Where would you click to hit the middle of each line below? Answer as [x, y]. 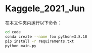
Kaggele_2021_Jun [45, 9]
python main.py [21, 46]
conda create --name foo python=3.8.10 [46, 37]
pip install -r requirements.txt [40, 41]
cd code [13, 32]
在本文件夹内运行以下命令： [33, 23]
